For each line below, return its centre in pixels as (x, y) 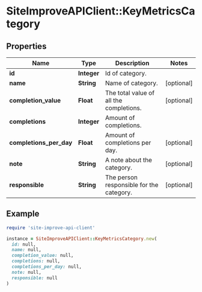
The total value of (130, 93)
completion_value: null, (43, 255)
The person (121, 177)
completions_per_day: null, (47, 267)
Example (23, 214)
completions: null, (36, 261)
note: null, (27, 272)
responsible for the (132, 185)
